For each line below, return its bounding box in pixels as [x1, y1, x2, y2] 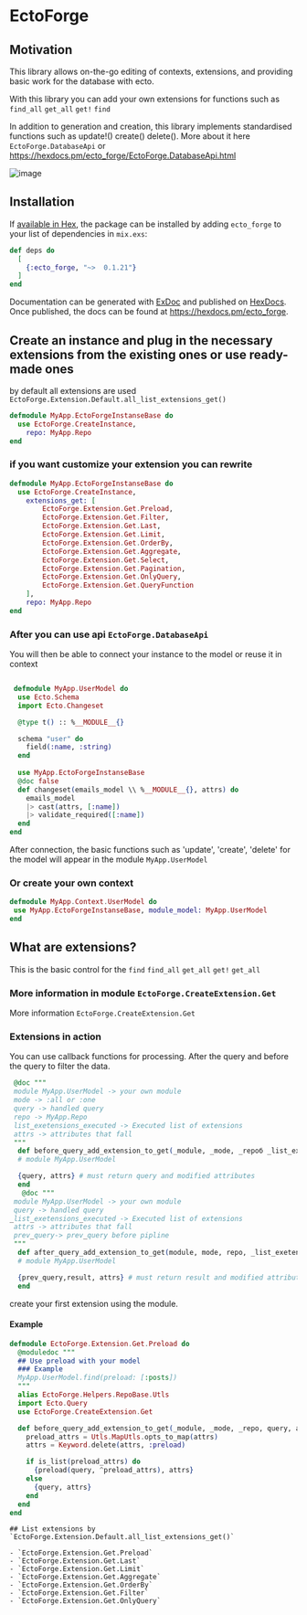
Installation [9, 194, 75, 210]
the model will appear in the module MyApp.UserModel [9, 854, 208, 865]
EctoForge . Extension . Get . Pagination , [42, 564, 185, 573]
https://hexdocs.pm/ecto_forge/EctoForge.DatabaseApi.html [9, 150, 237, 161]
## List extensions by [9, 1525, 96, 1534]
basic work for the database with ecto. [9, 76, 155, 87]
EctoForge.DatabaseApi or [9, 141, 106, 151]
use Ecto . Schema [17, 692, 79, 702]
